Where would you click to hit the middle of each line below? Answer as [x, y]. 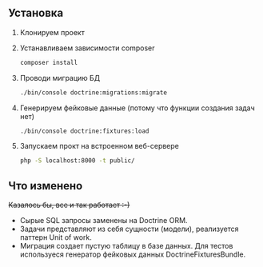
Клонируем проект [52, 32]
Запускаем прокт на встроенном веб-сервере [100, 146]
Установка [36, 13]
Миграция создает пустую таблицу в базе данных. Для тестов [126, 246]
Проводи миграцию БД [60, 78]
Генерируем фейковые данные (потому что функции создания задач [137, 108]
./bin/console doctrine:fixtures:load [84, 131]
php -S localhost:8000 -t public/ [77, 161]
